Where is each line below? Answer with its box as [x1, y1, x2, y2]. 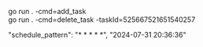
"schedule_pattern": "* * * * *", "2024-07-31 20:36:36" [8, 31, 186, 39]
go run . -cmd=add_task [8, 7, 87, 16]
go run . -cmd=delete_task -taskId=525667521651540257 [8, 15, 196, 24]
